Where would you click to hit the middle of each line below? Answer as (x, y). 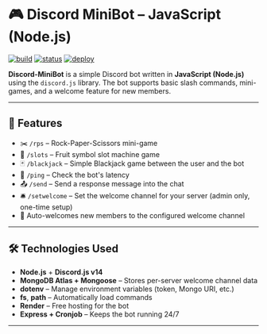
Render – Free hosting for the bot (74, 305)
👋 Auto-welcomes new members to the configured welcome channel (132, 215)
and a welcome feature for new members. (103, 90)
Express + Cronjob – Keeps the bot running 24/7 (99, 314)
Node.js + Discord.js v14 (61, 272)
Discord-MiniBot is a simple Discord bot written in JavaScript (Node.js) (126, 74)
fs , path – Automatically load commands (86, 297)
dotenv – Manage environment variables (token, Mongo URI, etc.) (127, 289)
